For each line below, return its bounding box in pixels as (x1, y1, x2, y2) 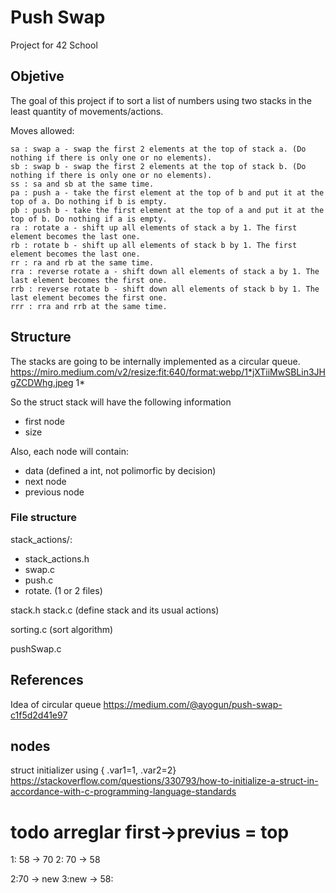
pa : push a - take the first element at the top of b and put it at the (10, 187, 325, 198)
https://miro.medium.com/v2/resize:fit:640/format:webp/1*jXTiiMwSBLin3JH (10, 366, 326, 378)
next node (24, 475, 67, 487)
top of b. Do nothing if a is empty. (10, 214, 168, 224)
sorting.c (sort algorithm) (10, 623, 114, 635)
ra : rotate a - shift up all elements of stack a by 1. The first (10, 222, 298, 233)
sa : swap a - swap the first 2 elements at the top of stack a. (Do (10, 144, 307, 154)
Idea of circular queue (10, 698, 102, 710)
